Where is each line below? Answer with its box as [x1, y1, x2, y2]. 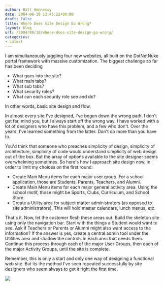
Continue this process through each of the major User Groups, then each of [5, 241, 159, 247]
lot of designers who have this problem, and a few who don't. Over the [5, 123, 148, 129]
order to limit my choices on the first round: [5, 164, 93, 170]
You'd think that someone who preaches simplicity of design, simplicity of [5, 143, 155, 149]
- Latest [5, 39, 23, 44]
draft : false [5, 16, 32, 21]
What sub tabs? [12, 83, 44, 89]
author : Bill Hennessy [5, 7, 52, 12]
